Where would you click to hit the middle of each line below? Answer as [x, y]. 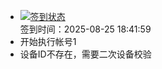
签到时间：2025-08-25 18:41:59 [85, 29]
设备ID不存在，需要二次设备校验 [85, 54]
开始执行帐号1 [48, 41]
